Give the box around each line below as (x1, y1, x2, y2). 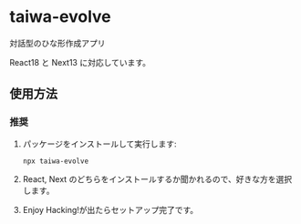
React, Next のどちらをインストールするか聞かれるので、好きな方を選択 (22, 173, 293, 184)
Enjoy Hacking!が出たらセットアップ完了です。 (22, 204, 199, 215)
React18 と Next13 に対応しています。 (9, 56, 151, 67)
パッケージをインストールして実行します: (22, 138, 177, 149)
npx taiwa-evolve (22, 157, 89, 166)
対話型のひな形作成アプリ (9, 37, 106, 48)
